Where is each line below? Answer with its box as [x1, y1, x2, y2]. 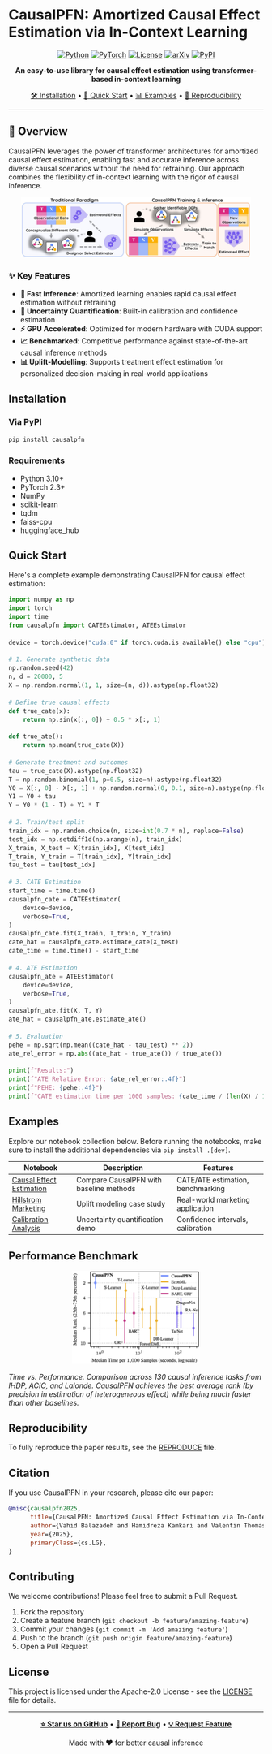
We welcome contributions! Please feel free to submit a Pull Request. [8, 1592, 239, 1601]
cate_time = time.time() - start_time [8, 947, 139, 955]
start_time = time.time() [8, 887, 96, 895]
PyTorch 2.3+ [19, 482, 66, 492]
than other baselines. [8, 1398, 79, 1407]
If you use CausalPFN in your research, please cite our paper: [8, 1488, 214, 1497]
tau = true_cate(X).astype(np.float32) [8, 767, 143, 775]
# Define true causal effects [8, 698, 111, 706]
